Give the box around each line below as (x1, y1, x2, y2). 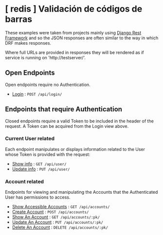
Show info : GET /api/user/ (12, 161, 67, 167)
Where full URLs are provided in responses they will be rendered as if (5, 50, 145, 55)
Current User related (5, 135, 55, 142)
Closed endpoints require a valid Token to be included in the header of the (5, 118, 154, 124)
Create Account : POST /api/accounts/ (12, 209, 89, 215)
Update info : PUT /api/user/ (12, 166, 70, 172)
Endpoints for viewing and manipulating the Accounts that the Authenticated (5, 189, 158, 195)
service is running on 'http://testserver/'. (5, 54, 86, 60)
